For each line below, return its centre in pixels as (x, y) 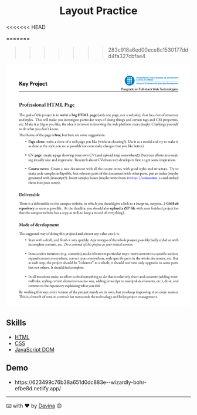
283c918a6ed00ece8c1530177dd (148, 50)
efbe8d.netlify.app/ (38, 388)
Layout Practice (98, 11)
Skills (16, 323)
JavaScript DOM (34, 349)
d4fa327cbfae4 (127, 56)
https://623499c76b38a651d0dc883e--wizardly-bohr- (81, 382)
